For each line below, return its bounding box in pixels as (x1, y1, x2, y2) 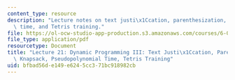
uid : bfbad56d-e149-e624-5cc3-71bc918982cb (7, 62, 136, 69)
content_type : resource (7, 10, 77, 17)
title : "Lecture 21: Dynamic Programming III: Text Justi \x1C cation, (7, 49, 215, 56)
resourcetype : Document (7, 42, 77, 49)
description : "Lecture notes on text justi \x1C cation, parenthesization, (7, 17, 227, 24)
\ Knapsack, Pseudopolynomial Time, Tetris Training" (13, 56, 173, 63)
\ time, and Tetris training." (13, 23, 105, 30)
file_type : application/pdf (7, 36, 90, 43)
